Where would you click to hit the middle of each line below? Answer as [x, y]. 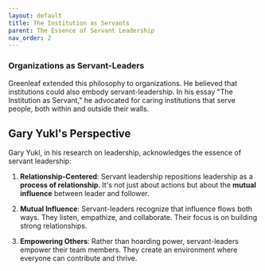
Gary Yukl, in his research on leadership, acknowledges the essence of [125, 153]
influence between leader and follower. [84, 194]
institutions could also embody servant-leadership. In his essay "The [121, 92]
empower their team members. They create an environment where [129, 250]
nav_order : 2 [30, 38]
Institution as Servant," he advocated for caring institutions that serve [122, 100]
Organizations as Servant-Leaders [76, 66]
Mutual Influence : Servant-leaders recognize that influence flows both [136, 209]
